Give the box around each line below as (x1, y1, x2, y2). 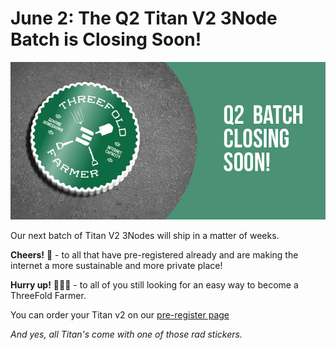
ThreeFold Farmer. (10, 289, 87, 301)
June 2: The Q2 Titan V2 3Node (10, 7, 278, 30)
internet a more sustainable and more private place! (10, 259, 223, 271)
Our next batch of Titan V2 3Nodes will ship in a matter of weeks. (10, 229, 280, 241)
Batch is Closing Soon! (10, 28, 202, 51)
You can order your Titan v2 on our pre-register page (10, 308, 230, 321)
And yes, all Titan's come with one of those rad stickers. (10, 328, 243, 340)
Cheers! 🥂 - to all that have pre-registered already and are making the (10, 248, 299, 261)
